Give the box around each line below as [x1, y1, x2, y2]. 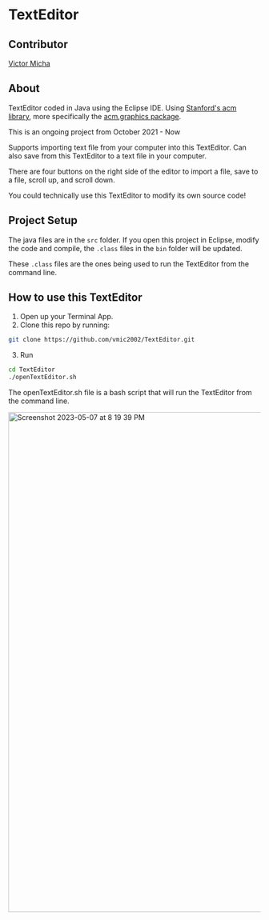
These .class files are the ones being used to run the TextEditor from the [8, 258, 250, 269]
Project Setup [8, 214, 78, 227]
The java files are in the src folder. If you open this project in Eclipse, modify [8, 234, 259, 245]
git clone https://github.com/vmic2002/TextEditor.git [8, 336, 195, 344]
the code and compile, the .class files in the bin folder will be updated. [8, 243, 243, 253]
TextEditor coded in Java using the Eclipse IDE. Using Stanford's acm [8, 102, 237, 113]
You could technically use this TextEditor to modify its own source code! [8, 190, 247, 200]
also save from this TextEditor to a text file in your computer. [8, 150, 207, 161]
